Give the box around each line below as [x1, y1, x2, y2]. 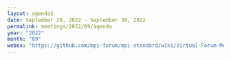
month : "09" [7, 36, 41, 43]
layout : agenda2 [7, 10, 54, 17]
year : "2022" [7, 29, 45, 37]
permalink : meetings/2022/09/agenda [7, 23, 112, 30]
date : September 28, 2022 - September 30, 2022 [7, 17, 146, 23]
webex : [7, 42, 26, 49]
